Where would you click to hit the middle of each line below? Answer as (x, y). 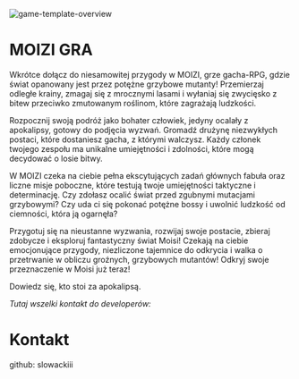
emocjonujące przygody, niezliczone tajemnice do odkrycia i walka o (136, 249)
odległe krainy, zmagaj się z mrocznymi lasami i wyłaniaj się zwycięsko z (143, 93)
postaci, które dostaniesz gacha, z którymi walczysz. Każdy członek (135, 139)
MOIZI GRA (51, 50)
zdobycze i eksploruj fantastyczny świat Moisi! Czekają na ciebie (129, 240)
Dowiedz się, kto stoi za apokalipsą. (75, 286)
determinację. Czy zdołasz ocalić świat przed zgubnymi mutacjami (132, 194)
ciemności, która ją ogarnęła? (64, 214)
